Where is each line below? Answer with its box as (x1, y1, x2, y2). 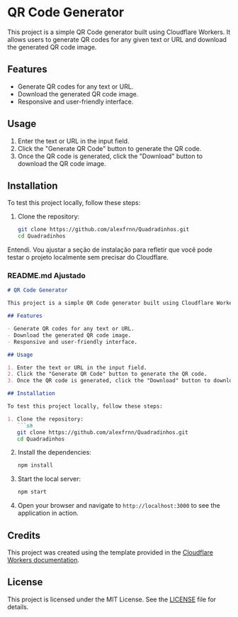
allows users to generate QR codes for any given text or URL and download (7, 35, 227, 43)
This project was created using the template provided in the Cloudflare (7, 547, 214, 557)
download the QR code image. (17, 159, 106, 167)
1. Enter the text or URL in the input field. (7, 364, 147, 371)
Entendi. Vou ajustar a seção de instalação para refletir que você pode (7, 245, 212, 254)
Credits (7, 529, 41, 541)
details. (7, 602, 29, 611)
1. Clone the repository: (7, 416, 84, 423)
